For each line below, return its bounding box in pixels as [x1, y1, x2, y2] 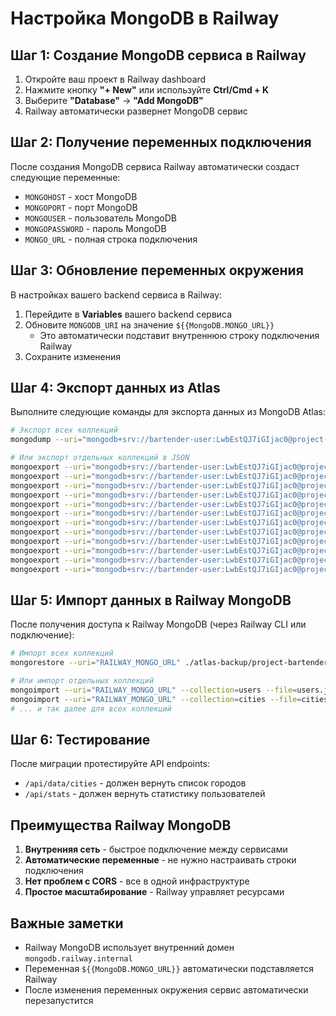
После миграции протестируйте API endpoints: [10, 758, 211, 770]
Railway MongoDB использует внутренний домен [24, 942, 235, 954]
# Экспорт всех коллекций [10, 425, 118, 436]
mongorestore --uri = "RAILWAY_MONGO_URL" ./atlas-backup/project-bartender [10, 658, 329, 668]
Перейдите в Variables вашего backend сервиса [24, 308, 233, 320]
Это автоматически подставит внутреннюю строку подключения [39, 329, 320, 341]
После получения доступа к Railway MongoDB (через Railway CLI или [10, 618, 307, 631]
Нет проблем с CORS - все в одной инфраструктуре [24, 875, 250, 887]
